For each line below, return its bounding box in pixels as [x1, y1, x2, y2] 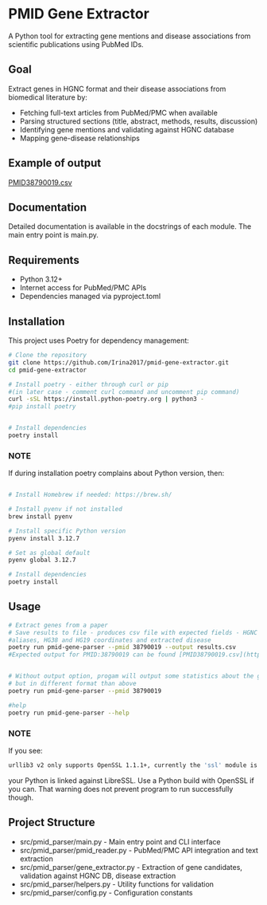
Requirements [8, 253, 79, 267]
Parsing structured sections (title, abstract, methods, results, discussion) [19, 116, 258, 126]
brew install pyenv [8, 512, 73, 521]
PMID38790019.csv [8, 177, 73, 187]
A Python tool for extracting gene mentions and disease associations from [8, 31, 251, 41]
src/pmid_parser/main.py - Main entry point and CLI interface [19, 836, 221, 846]
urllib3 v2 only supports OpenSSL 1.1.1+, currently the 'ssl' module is [8, 761, 258, 769]
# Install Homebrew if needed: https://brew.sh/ [8, 491, 172, 499]
